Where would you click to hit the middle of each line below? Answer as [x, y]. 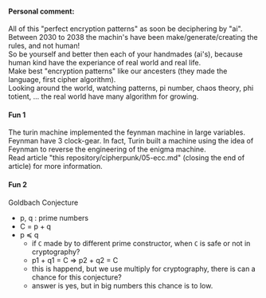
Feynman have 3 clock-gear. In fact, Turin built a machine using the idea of [131, 141]
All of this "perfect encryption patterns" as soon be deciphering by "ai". [125, 29]
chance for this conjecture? [76, 277]
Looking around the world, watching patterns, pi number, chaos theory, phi [131, 88]
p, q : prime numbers [54, 218]
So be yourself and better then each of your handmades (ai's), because [125, 54]
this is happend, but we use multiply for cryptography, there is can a [144, 269]
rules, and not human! [44, 46]
